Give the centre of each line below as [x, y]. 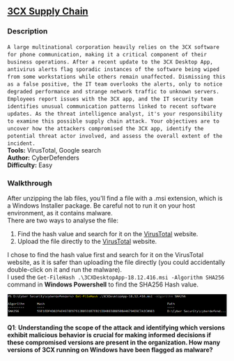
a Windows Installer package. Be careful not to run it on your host [101, 206]
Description [28, 31]
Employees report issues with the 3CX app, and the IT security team [110, 99]
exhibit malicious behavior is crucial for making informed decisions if [109, 335]
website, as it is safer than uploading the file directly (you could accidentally [116, 262]
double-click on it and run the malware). [65, 269]
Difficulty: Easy [30, 165]
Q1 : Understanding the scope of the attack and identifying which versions [116, 328]
